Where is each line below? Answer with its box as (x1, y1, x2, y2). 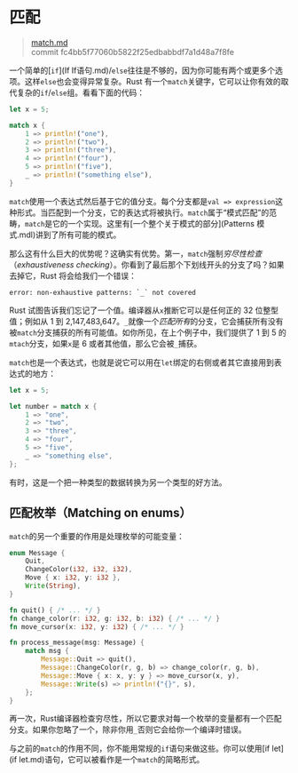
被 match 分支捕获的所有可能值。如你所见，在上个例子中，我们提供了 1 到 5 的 (9, 327, 286, 338)
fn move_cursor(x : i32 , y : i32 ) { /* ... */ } (9, 622, 184, 631)
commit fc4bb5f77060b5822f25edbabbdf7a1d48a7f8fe (30, 46, 235, 57)
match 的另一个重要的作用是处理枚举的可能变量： (9, 530, 184, 541)
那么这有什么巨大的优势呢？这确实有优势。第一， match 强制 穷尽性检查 (9, 248, 263, 259)
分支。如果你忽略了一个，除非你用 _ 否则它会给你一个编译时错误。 (9, 724, 247, 735)
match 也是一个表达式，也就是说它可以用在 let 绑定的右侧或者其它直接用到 (9, 356, 275, 368)
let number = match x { (9, 402, 98, 410)
